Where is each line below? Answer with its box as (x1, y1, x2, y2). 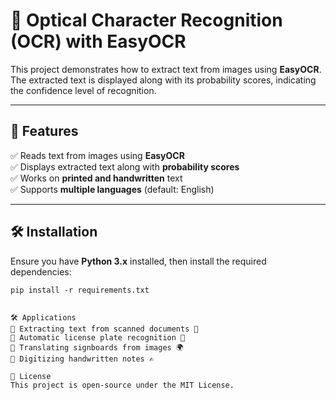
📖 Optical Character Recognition (10, 9, 283, 32)
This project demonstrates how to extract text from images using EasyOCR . (10, 63, 322, 75)
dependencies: (10, 265, 72, 278)
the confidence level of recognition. (10, 84, 157, 96)
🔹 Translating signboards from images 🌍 (10, 342, 184, 353)
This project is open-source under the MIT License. (10, 380, 235, 390)
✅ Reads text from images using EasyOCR (10, 149, 185, 161)
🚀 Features (10, 123, 79, 140)
